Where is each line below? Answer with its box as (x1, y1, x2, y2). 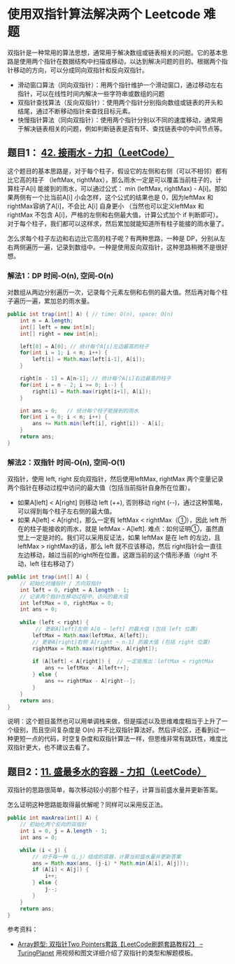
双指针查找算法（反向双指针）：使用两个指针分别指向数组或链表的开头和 (17, 98, 223, 106)
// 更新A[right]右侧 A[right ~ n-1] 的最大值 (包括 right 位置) (32, 638, 211, 646)
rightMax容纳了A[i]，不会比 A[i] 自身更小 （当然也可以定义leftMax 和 (7, 201, 204, 210)
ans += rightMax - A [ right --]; (44, 678, 136, 685)
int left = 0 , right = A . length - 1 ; (20, 586, 130, 593)
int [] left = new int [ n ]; (20, 323, 96, 331)
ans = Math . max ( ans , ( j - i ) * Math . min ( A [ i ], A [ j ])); (32, 860, 190, 867)
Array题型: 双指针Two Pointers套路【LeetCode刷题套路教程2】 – (17, 940, 204, 949)
